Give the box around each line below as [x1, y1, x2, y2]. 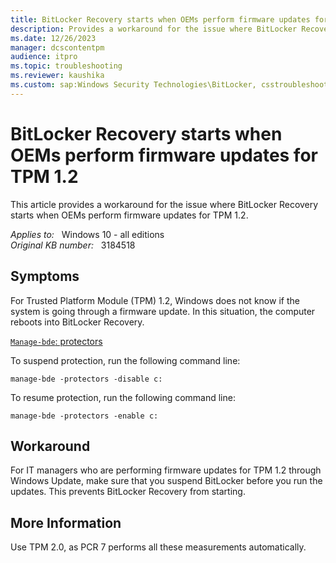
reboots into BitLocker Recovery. [10, 316, 145, 328]
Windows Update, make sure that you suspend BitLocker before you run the [10, 475, 323, 487]
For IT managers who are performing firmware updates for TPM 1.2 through [10, 464, 322, 476]
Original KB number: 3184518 [10, 239, 136, 251]
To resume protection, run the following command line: [10, 391, 236, 403]
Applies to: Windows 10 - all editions [10, 228, 165, 240]
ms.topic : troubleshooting [10, 61, 123, 71]
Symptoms [10, 268, 80, 285]
